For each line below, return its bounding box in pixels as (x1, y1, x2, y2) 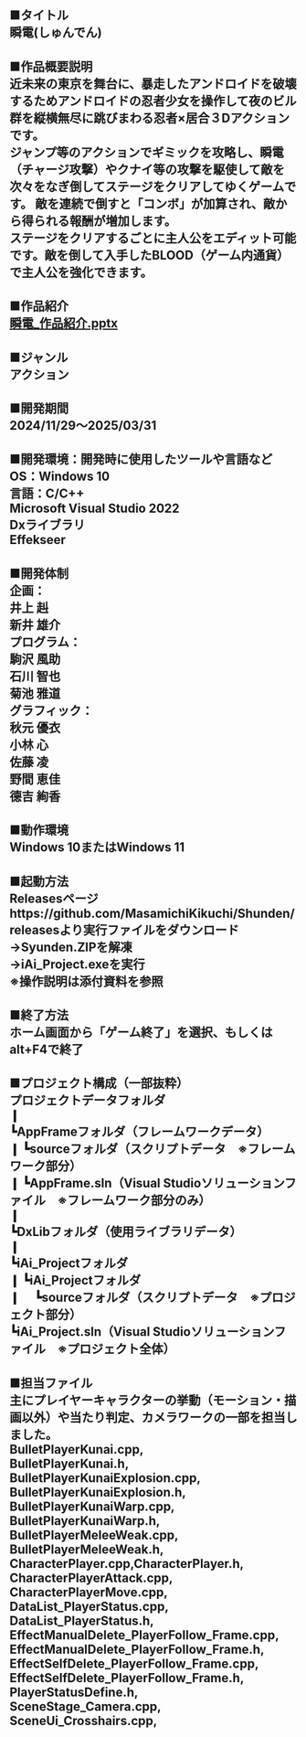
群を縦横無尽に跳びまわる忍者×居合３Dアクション (9, 110, 290, 125)
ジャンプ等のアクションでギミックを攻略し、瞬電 (9, 144, 285, 160)
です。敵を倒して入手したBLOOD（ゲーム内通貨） (9, 247, 290, 262)
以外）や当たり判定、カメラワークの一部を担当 (21, 1410, 286, 1425)
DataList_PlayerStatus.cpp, (9, 1598, 169, 1614)
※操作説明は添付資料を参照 (9, 974, 164, 989)
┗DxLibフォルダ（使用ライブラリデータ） (9, 1224, 242, 1240)
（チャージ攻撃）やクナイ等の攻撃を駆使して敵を (9, 162, 285, 177)
